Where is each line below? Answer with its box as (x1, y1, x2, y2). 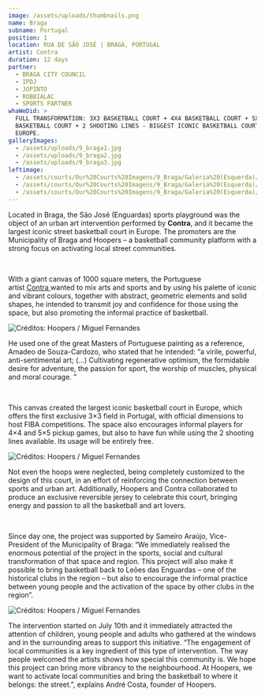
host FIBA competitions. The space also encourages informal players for (8, 419, 243, 429)
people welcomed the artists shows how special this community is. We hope (8, 654, 256, 664)
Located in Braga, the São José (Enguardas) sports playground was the (8, 210, 241, 219)
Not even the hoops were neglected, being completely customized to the (8, 467, 245, 476)
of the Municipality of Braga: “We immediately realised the (40, 540, 230, 549)
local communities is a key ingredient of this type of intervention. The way (8, 646, 248, 655)
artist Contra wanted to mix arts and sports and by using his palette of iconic (8, 282, 257, 292)
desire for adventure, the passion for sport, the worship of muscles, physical (8, 363, 257, 373)
